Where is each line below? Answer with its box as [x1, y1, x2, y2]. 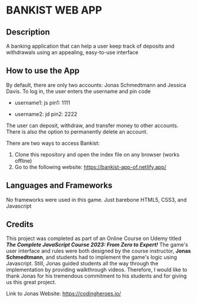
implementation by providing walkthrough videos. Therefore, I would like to [6, 266, 188, 274]
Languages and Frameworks [6, 181, 113, 191]
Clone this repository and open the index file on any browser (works [14, 151, 180, 158]
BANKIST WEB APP [6, 4, 102, 17]
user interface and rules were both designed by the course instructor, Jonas [6, 248, 191, 255]
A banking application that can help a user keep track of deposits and [6, 42, 175, 49]
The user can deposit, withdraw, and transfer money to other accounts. [6, 122, 179, 129]
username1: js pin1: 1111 [14, 99, 71, 106]
